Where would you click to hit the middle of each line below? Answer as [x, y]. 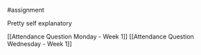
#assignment [26, 10]
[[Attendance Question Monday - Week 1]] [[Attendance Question [101, 36]
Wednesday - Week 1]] [40, 44]
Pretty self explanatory [40, 23]
